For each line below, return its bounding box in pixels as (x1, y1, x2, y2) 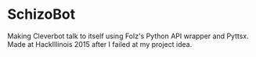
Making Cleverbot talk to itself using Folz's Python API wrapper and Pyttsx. (7, 31, 250, 41)
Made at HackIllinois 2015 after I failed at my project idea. (7, 39, 193, 48)
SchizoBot (7, 5, 76, 23)
